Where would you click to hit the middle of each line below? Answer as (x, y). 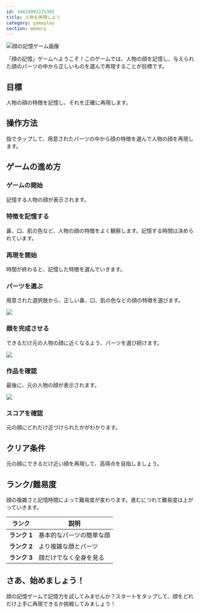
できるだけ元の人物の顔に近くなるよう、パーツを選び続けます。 (84, 343)
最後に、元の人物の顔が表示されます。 (53, 385)
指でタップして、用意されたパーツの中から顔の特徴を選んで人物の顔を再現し (100, 139)
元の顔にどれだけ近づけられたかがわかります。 (64, 428)
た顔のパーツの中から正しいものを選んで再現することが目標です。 (87, 66)
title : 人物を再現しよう (33, 17)
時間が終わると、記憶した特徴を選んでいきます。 (66, 269)
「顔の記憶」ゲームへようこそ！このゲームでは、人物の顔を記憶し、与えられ (100, 59)
